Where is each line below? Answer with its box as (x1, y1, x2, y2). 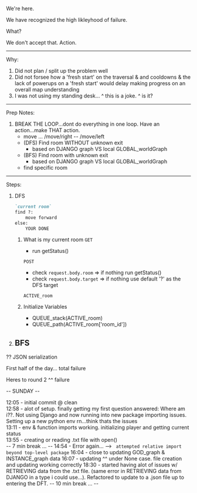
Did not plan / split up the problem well (14, 67, 108, 74)
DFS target (32, 282, 59, 289)
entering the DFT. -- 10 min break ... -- (6, 480, 98, 487)
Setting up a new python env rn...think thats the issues (6, 418, 138, 425)
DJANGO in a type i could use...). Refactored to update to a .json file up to (6, 474, 185, 481)
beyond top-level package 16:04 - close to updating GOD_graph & (6, 449, 165, 456)
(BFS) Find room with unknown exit (23, 152, 108, 158)
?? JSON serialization (6, 353, 57, 360)
